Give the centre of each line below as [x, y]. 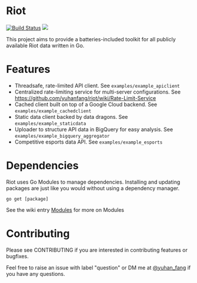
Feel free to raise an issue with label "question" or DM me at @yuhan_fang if [98, 267]
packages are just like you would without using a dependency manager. [93, 188]
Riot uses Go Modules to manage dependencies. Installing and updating [93, 182]
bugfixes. [17, 256]
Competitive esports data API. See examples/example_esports [89, 142]
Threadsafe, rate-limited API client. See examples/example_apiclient [97, 85]
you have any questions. [36, 274]
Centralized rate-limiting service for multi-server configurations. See [98, 92]
